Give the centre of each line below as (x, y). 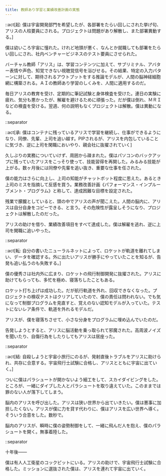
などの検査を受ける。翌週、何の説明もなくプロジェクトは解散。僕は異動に (81, 106)
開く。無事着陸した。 (48, 432)
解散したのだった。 (42, 214)
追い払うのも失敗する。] (37, 263)
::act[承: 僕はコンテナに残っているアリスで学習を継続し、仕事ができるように (83, 132)
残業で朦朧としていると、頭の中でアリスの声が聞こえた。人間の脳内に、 (79, 201)
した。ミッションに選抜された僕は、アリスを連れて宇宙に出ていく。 (79, 469)
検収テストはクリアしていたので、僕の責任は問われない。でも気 (96, 297)
